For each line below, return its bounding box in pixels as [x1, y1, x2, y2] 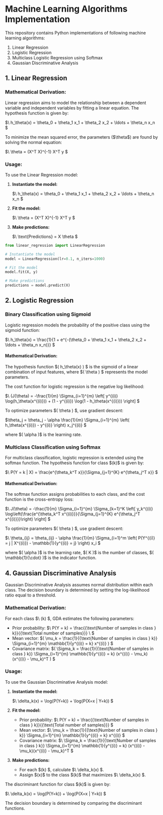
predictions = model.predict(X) [5, 283, 70, 288]
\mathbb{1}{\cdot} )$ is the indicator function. [5, 555, 97, 561]
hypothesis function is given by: [5, 110, 69, 116]
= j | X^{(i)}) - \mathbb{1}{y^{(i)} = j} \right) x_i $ [5, 540, 101, 546]
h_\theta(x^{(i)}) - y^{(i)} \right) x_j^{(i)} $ [5, 422, 87, 428]
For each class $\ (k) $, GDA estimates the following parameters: [5, 616, 134, 621]
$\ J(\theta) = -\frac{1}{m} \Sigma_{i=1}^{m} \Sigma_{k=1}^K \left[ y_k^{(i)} [5, 506, 153, 512]
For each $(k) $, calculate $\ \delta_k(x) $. [19, 766, 104, 772]
